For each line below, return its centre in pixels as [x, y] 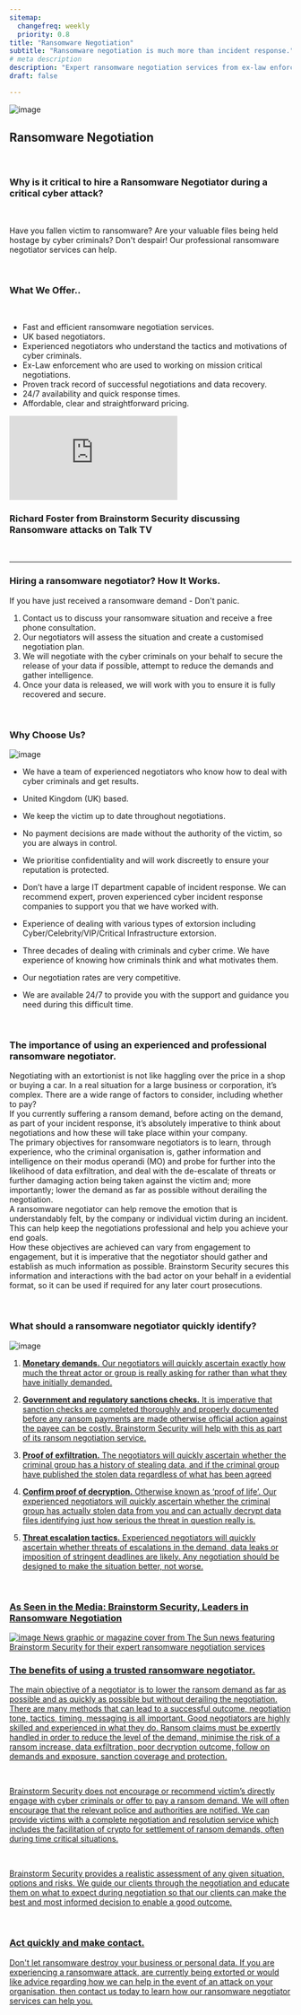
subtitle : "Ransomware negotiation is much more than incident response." [152, 51]
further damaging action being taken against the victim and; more [130, 1181]
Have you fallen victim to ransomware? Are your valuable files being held [144, 231]
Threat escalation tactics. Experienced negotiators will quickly [139, 1537]
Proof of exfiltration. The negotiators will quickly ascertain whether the [154, 1455]
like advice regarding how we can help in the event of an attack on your [141, 1981]
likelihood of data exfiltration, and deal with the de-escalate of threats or [143, 1171]
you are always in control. [70, 843]
